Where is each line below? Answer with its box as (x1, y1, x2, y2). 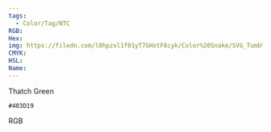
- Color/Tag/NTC (15, 19, 70, 27)
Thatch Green (8, 86, 54, 96)
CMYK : (8, 49, 27, 57)
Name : (8, 64, 27, 72)
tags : (8, 11, 27, 20)
